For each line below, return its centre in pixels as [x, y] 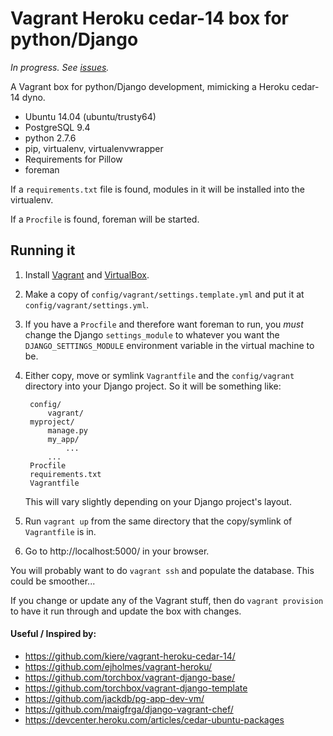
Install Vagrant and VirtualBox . [87, 274]
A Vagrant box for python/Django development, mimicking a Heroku [150, 86]
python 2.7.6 [50, 138]
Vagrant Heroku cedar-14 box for [150, 18]
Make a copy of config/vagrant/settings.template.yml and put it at [164, 294]
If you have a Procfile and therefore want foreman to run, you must [164, 324]
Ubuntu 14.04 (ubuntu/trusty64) [90, 116]
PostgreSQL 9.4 [57, 127]
